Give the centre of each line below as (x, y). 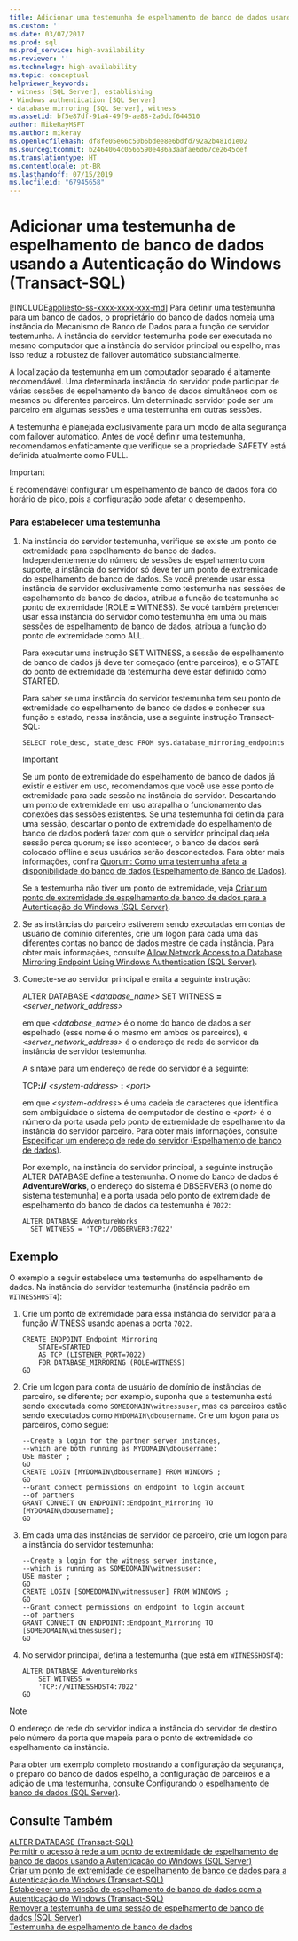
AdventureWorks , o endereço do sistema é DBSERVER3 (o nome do (147, 1186)
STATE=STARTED (64, 1347)
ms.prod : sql (33, 42)
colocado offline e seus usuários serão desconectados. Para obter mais (153, 852)
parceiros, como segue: (65, 1425)
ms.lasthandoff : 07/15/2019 (61, 174)
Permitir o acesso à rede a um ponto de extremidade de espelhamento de (144, 1851)
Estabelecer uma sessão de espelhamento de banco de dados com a (135, 1889)
